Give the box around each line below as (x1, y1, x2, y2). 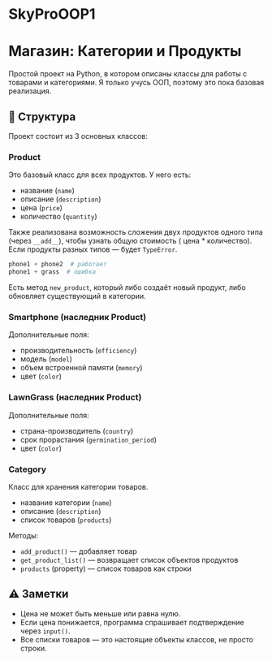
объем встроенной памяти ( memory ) (19, 363, 144, 373)
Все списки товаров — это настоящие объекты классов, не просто (19, 634, 254, 644)
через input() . (19, 626, 71, 636)
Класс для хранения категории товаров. (8, 482, 149, 491)
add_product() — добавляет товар (19, 546, 138, 556)
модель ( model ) (19, 354, 73, 364)
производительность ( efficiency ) (19, 346, 137, 356)
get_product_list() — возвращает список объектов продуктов (19, 555, 239, 564)
